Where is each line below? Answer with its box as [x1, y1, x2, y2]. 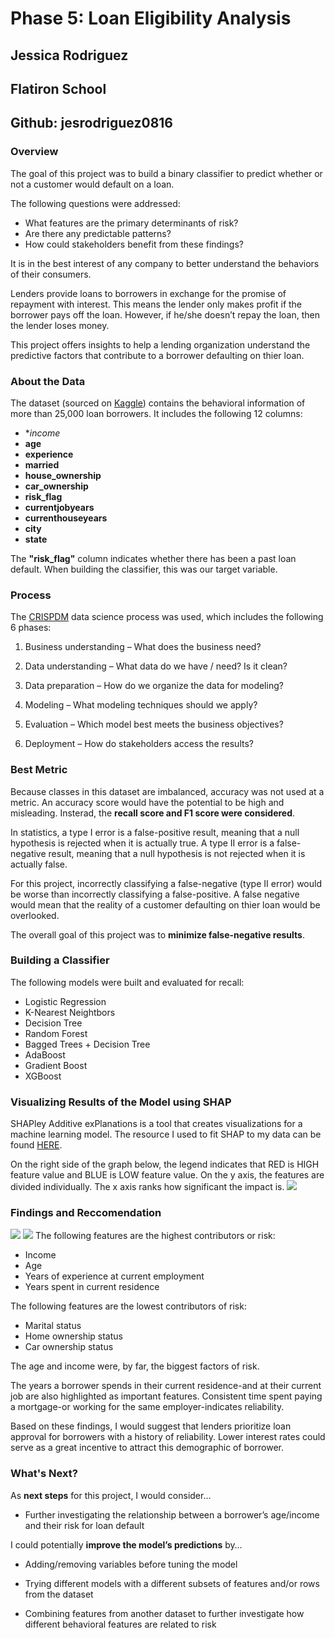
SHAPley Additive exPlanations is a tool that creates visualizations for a [10, 1118, 303, 1130]
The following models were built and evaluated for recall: [10, 976, 245, 988]
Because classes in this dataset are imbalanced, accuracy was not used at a [10, 785, 325, 797]
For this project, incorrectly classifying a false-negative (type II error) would [10, 877, 322, 889]
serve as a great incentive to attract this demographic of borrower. [10, 1442, 285, 1454]
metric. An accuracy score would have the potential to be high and [10, 796, 285, 808]
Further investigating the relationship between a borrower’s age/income [24, 1508, 320, 1521]
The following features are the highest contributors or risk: [34, 1230, 276, 1242]
